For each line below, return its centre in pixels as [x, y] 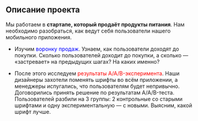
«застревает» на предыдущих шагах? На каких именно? [87, 61]
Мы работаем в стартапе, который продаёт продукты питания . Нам [95, 24]
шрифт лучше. [32, 111]
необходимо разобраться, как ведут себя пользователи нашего [88, 31]
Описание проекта [43, 10]
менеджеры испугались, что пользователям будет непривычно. [97, 86]
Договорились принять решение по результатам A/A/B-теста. [94, 92]
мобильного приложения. [39, 37]
